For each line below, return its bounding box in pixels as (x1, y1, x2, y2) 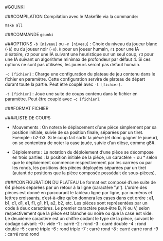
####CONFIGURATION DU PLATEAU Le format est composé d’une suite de (5, 180, 156, 185)
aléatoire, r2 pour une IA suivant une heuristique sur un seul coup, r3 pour (5, 51, 154, 57)
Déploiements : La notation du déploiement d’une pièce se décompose (12, 149, 154, 155)
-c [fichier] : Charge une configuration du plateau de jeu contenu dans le (5, 71, 156, 77)
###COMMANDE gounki (5, 32, 54, 37)
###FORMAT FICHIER (5, 106, 49, 111)
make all (5, 23, 23, 28)
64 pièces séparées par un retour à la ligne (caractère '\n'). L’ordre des (5, 185, 147, 190)
